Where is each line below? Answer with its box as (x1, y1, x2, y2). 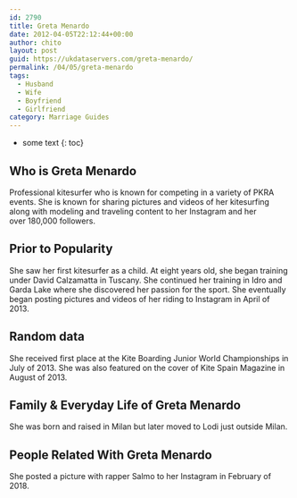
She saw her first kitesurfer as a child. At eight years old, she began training (9, 265, 288, 275)
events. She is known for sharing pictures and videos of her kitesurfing (9, 196, 270, 207)
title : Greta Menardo (9, 21, 90, 30)
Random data (9, 329, 85, 344)
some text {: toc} (21, 138, 85, 148)
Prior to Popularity (9, 241, 113, 257)
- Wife (17, 88, 42, 97)
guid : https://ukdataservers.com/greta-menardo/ (9, 55, 194, 63)
